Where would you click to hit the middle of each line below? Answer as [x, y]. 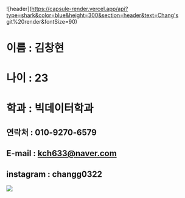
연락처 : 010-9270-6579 [52, 132]
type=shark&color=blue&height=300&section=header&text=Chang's [92, 15]
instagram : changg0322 [54, 174]
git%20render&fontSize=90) [42, 22]
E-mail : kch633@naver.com [61, 153]
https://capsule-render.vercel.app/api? [80, 9]
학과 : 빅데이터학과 [50, 108]
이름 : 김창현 [35, 48]
